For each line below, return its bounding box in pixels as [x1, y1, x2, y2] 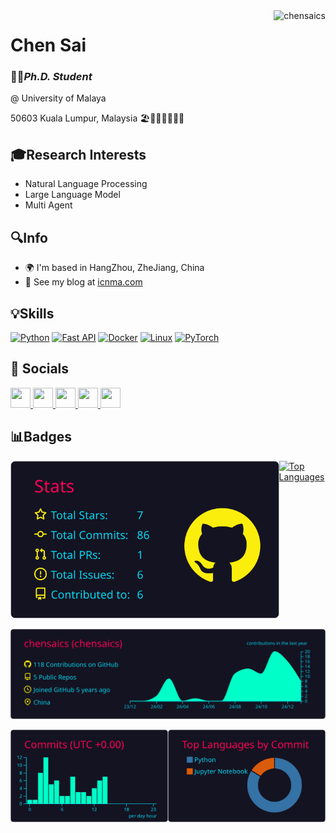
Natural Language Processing [24, 178, 148, 190]
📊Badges [10, 429, 72, 446]
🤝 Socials [10, 360, 70, 378]
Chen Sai [10, 34, 87, 57]
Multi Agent [24, 199, 73, 211]
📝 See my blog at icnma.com [24, 276, 143, 288]
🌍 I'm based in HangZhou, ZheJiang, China [24, 262, 205, 274]
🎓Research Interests [10, 146, 147, 163]
